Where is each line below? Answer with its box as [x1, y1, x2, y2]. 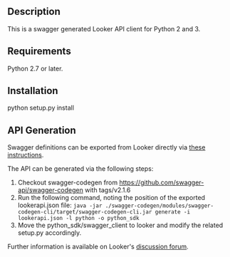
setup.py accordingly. [17, 229, 82, 237]
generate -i [155, 209, 191, 216]
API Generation [7, 124, 76, 136]
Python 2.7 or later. [7, 64, 63, 73]
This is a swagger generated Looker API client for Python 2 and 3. [7, 24, 201, 33]
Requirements [7, 46, 71, 58]
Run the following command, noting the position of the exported [17, 194, 205, 202]
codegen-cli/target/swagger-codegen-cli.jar [17, 209, 152, 216]
